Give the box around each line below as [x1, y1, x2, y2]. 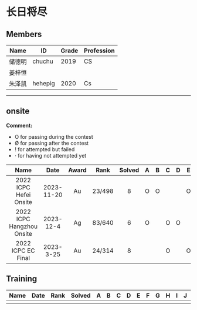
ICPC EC [11, 246, 35, 255]
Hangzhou [9, 222, 38, 230]
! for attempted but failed [14, 145, 75, 153]
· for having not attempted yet [14, 152, 87, 159]
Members [6, 29, 42, 39]
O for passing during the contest [14, 133, 93, 140]
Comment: [6, 122, 33, 129]
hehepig [32, 79, 56, 87]
